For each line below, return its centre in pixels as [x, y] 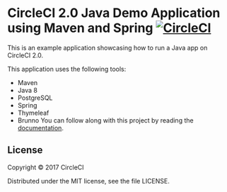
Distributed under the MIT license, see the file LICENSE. [88, 181]
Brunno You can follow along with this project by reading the [105, 120]
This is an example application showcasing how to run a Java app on [107, 47]
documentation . [40, 128]
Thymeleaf [33, 113]
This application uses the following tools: [67, 69]
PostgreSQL [35, 98]
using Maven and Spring [80, 28]
